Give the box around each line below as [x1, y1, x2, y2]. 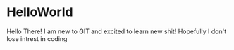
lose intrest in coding [6, 34, 68, 42]
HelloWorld [6, 4, 73, 20]
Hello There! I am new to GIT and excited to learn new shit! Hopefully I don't [6, 27, 227, 35]
